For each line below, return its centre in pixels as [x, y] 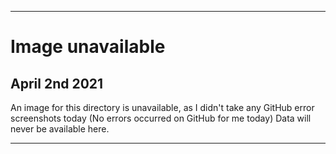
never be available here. [60, 129]
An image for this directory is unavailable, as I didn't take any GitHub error [162, 107]
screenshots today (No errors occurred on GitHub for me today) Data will [161, 118]
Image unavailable [88, 47]
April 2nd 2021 [57, 83]
